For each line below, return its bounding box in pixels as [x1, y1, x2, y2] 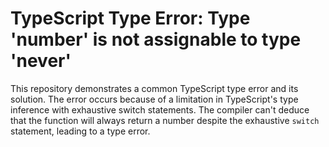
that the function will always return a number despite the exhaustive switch [10, 114, 320, 126]
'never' [10, 50, 72, 72]
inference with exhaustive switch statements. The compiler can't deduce [10, 103, 310, 116]
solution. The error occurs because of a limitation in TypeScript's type [10, 93, 299, 105]
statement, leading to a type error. [10, 125, 151, 137]
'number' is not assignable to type [10, 28, 302, 51]
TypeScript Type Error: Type [10, 7, 251, 30]
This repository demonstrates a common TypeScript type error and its [10, 82, 299, 94]
